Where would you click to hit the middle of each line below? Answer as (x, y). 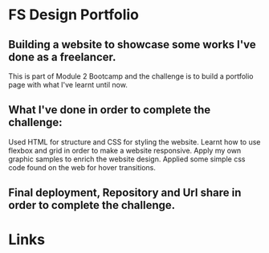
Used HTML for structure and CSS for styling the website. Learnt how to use (134, 141)
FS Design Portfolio (73, 15)
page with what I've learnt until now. (68, 85)
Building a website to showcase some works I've (132, 45)
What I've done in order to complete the (110, 110)
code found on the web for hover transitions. (82, 167)
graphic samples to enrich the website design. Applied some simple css (127, 159)
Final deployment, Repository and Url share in (125, 193)
